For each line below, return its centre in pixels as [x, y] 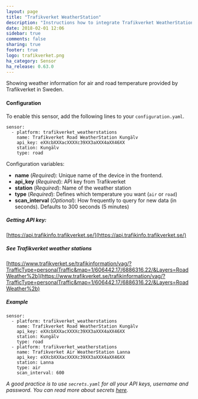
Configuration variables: [35, 163]
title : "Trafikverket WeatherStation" [54, 17]
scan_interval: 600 [41, 373]
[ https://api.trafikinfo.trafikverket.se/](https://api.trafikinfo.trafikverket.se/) [96, 235]
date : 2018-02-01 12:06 [35, 28]
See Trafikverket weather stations [49, 248]
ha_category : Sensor [32, 61]
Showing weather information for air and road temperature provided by [92, 83]
